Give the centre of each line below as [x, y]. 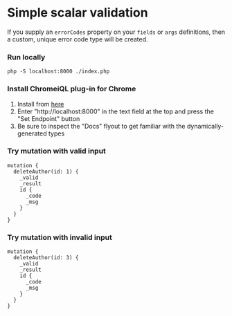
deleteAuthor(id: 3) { [46, 258]
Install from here [41, 104]
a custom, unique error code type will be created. [78, 39]
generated [32, 133]
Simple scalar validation [78, 13]
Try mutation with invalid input [60, 237]
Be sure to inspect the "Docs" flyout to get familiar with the [101, 126]
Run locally [26, 57]
